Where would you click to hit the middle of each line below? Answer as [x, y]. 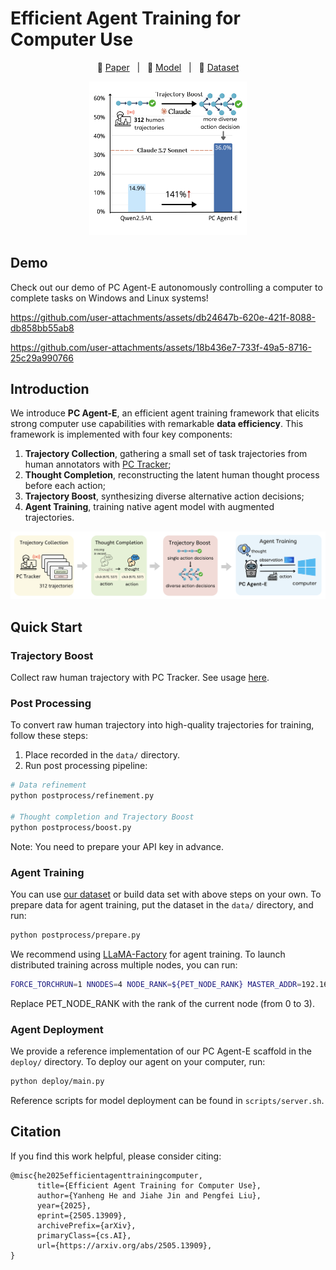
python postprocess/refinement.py [82, 796]
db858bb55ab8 [42, 328]
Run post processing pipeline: [86, 766]
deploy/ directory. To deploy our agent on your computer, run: [138, 1061]
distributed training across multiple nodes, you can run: [124, 964]
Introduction [50, 389]
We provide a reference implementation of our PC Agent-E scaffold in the [161, 1051]
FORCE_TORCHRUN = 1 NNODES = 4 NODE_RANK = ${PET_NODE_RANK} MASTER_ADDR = [156, 984]
